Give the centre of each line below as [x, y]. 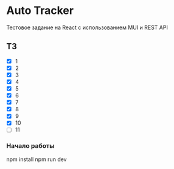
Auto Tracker [40, 11]
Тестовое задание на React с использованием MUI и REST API [87, 27]
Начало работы [30, 146]
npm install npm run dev [37, 159]
